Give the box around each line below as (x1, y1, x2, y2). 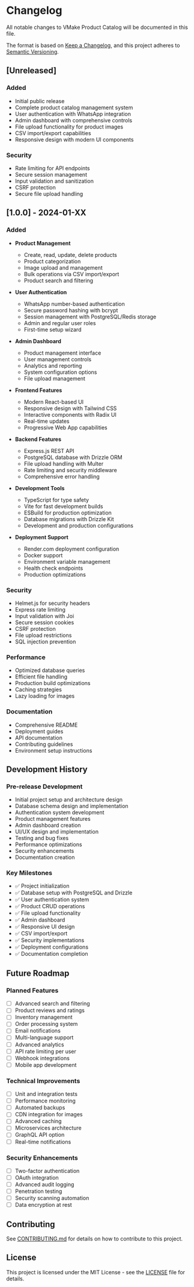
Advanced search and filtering (14, 1000, 90, 1007)
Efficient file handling (14, 673, 68, 680)
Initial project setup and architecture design (14, 796, 123, 803)
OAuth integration (14, 1174, 59, 1181)
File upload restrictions (14, 631, 72, 639)
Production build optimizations (14, 680, 91, 687)
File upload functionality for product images (14, 123, 124, 130)
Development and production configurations (23, 522, 134, 529)
